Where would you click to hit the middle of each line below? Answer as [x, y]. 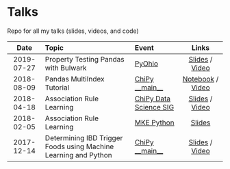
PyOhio [146, 64]
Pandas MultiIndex [75, 79]
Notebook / [201, 79]
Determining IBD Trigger [84, 138]
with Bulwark [66, 68]
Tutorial [57, 88]
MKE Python [154, 122]
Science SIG [154, 107]
